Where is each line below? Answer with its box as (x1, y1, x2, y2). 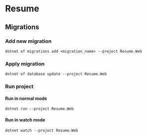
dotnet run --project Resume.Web (5, 106, 74, 112)
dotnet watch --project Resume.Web (5, 128, 78, 133)
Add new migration (5, 38, 52, 45)
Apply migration (5, 60, 45, 67)
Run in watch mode (5, 117, 45, 123)
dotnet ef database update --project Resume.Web (5, 71, 107, 77)
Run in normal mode (5, 95, 47, 101)
